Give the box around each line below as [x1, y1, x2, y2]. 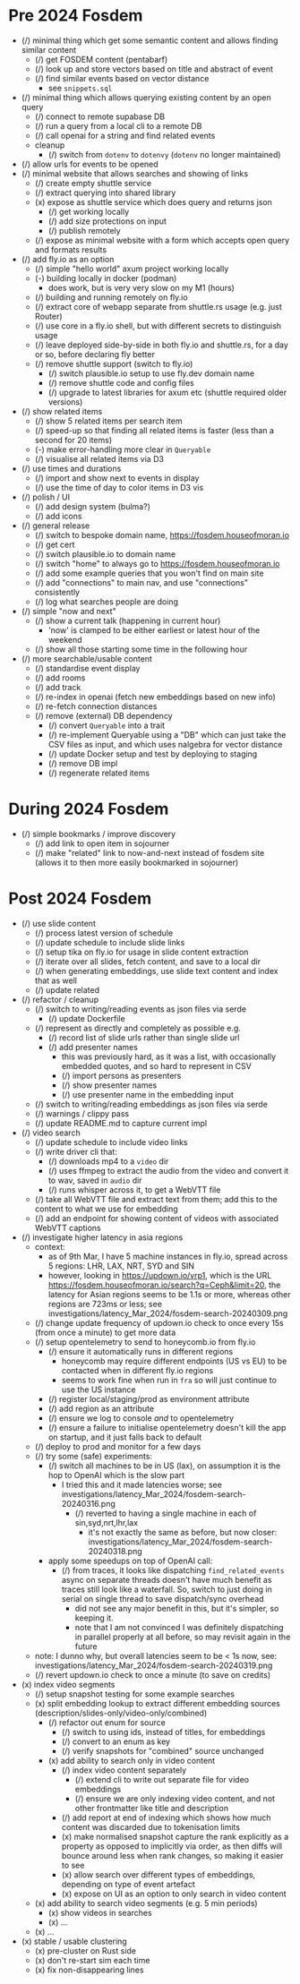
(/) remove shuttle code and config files [47, 377, 194, 388]
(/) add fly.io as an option [21, 253, 115, 264]
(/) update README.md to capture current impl [34, 1117, 208, 1128]
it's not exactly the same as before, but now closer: [88, 1526, 278, 1537]
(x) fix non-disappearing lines [34, 1964, 144, 1975]
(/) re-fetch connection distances [34, 700, 158, 712]
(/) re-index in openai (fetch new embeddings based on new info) [34, 691, 277, 702]
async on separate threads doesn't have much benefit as [61, 1574, 272, 1585]
